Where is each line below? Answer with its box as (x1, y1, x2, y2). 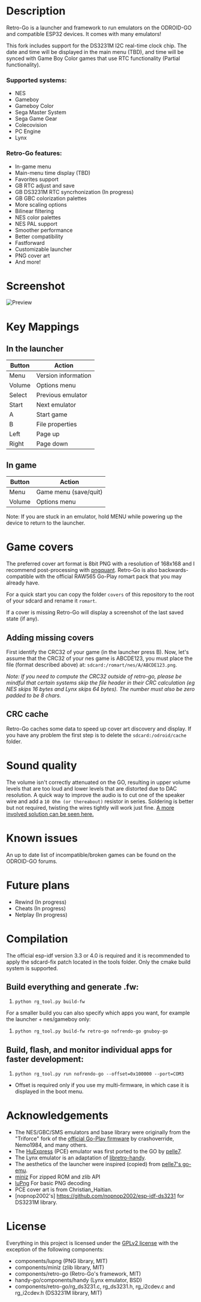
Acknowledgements (6, 1109, 109, 1122)
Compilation (6, 932, 68, 946)
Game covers (6, 540, 74, 554)
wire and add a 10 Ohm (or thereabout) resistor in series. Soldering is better (6, 798, 194, 805)
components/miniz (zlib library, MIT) (14, 1264, 105, 1271)
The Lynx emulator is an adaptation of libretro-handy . (14, 1154, 147, 1161)
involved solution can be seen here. (6, 810, 94, 817)
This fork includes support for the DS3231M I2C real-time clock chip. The (6, 42, 187, 49)
